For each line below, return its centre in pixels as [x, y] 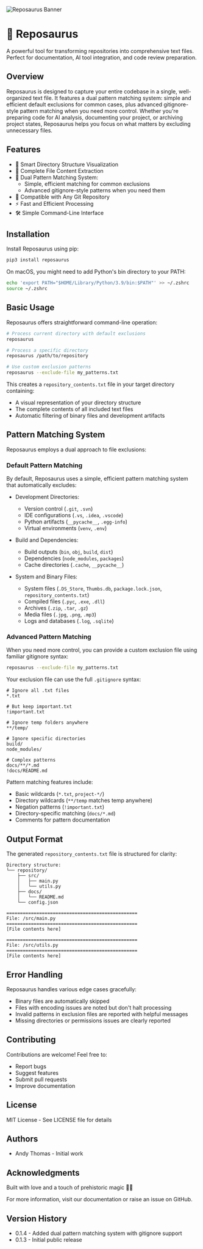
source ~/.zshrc [27, 289]
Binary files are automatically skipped [62, 1001]
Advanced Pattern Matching [49, 637]
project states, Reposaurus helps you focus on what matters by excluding [98, 124]
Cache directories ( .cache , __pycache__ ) [74, 565]
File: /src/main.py [31, 919]
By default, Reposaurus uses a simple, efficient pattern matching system [98, 479]
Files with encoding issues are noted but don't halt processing [93, 1007]
